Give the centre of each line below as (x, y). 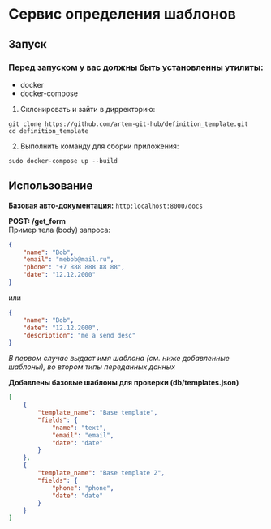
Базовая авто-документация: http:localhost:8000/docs (105, 205)
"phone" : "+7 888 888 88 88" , (74, 267)
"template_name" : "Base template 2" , (101, 473)
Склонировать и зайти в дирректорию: (88, 109)
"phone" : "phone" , (83, 488)
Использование (51, 186)
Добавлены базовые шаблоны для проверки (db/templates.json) (124, 383)
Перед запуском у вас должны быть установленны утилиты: (136, 67)
